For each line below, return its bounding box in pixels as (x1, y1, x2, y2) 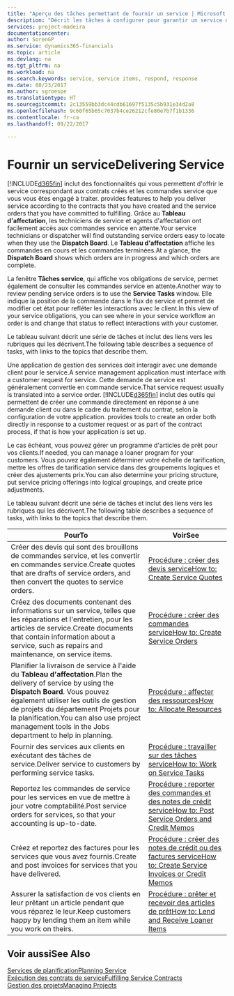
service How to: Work (148, 760, 217, 769)
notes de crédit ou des (148, 843, 221, 853)
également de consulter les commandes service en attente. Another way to (7, 282, 221, 290)
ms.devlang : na (7, 56, 52, 63)
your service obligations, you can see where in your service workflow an (7, 312, 216, 320)
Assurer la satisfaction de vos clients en (10, 889, 141, 899)
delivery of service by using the (10, 678, 114, 688)
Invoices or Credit (148, 869, 207, 879)
